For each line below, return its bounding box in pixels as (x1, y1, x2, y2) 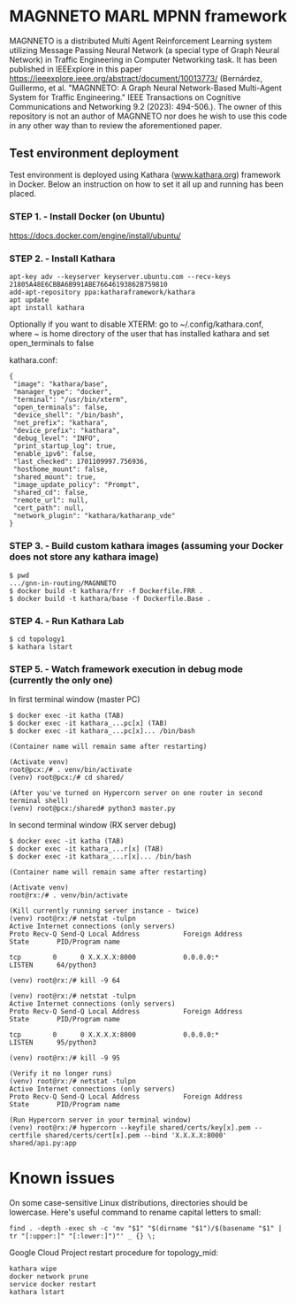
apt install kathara (9, 304, 86, 312)
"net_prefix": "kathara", (12, 419, 109, 428)
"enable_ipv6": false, (12, 450, 97, 459)
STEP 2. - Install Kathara (9, 252, 116, 265)
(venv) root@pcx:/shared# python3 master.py (9, 804, 176, 814)
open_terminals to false (9, 338, 95, 349)
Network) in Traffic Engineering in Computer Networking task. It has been (9, 54, 277, 65)
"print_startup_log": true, (12, 442, 117, 451)
